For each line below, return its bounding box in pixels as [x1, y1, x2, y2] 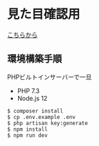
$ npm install [7, 126, 48, 133]
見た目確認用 [7, 6, 81, 22]
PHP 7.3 [17, 86, 40, 95]
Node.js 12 [17, 94, 48, 102]
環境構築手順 [7, 53, 62, 65]
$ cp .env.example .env [7, 113, 76, 120]
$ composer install [7, 107, 64, 115]
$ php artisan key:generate [7, 120, 89, 127]
